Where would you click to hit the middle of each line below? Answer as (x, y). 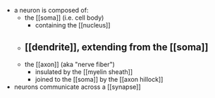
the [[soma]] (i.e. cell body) (64, 18)
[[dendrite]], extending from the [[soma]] (116, 48)
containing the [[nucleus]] (73, 25)
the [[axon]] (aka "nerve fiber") (69, 64)
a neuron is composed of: (51, 10)
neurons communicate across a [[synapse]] (77, 87)
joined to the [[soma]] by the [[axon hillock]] (99, 79)
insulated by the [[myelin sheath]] (84, 72)
